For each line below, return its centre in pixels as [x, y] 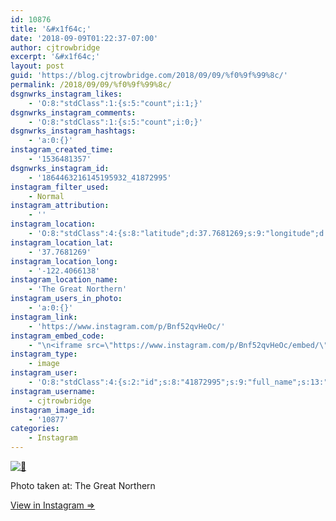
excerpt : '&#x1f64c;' [55, 57]
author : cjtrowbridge [55, 47]
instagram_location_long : [64, 261]
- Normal [46, 196]
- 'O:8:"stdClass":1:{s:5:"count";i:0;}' [115, 122]
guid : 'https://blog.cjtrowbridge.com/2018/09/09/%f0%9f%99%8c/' [149, 76]
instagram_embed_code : [57, 336]
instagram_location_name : [64, 280]
